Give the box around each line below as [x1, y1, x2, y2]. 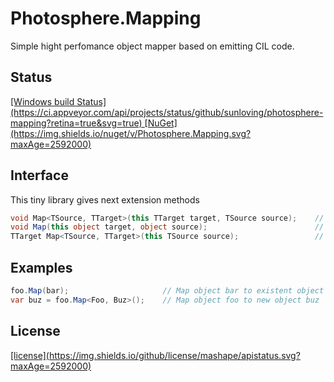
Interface [10, 167, 69, 184]
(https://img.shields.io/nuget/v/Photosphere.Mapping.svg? [10, 127, 252, 139]
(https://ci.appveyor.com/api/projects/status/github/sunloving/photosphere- [10, 106, 324, 118]
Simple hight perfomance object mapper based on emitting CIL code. [10, 40, 295, 52]
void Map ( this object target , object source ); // [10, 222, 325, 232]
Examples [10, 259, 73, 276]
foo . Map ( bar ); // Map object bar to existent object [10, 286, 325, 296]
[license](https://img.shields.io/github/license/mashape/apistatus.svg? [10, 349, 301, 361]
